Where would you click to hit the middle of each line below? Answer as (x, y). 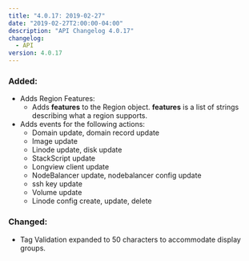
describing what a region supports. (90, 116)
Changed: (28, 222)
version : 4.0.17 (35, 53)
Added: (23, 81)
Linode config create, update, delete (92, 201)
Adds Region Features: (57, 99)
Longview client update (70, 167)
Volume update (57, 193)
